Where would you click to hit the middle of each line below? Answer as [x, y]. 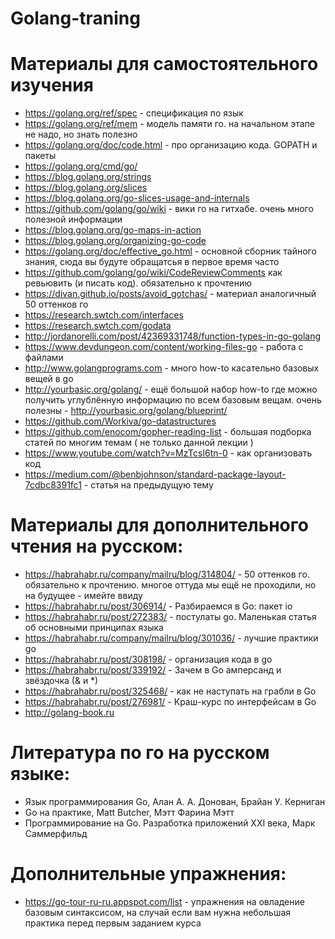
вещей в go [49, 379]
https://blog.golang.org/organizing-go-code [115, 241]
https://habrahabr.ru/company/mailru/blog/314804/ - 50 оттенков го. [167, 574]
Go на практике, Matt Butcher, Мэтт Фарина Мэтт [129, 812]
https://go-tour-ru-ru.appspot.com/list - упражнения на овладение [164, 901]
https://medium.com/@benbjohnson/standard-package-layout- [155, 474]
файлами [44, 358]
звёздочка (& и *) [61, 681]
